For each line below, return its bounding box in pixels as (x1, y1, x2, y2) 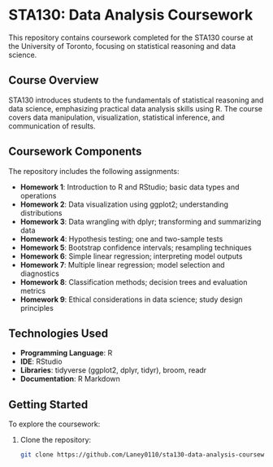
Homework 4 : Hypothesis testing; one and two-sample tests (19, 233, 223, 243)
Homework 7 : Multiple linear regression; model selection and (19, 260, 225, 269)
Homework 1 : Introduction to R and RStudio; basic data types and (19, 181, 240, 192)
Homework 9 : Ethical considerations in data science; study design (19, 295, 243, 304)
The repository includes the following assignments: (8, 166, 180, 176)
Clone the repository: (19, 435, 92, 445)
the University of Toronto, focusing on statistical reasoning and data (8, 41, 236, 50)
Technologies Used (8, 326, 108, 340)
